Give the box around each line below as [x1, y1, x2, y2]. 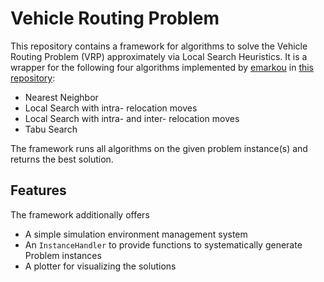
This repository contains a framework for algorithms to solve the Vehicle [10, 40, 308, 52]
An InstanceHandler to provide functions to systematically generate [24, 238, 303, 251]
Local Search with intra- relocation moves [24, 102, 198, 114]
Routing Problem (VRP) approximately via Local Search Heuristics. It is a [10, 50, 308, 62]
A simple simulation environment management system [24, 228, 248, 240]
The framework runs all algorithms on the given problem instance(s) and [10, 142, 308, 154]
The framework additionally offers [10, 208, 150, 221]
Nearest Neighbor [24, 91, 99, 103]
